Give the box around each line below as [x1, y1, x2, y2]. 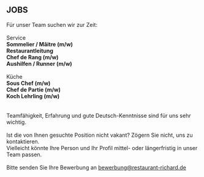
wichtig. [6, 118, 26, 126]
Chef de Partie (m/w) [6, 85, 61, 93]
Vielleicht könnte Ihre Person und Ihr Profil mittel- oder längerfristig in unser [6, 144, 198, 151]
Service [6, 34, 26, 42]
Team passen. [6, 151, 42, 158]
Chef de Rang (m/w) [6, 53, 59, 60]
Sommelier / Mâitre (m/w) [6, 40, 74, 48]
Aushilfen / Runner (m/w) [6, 60, 72, 67]
